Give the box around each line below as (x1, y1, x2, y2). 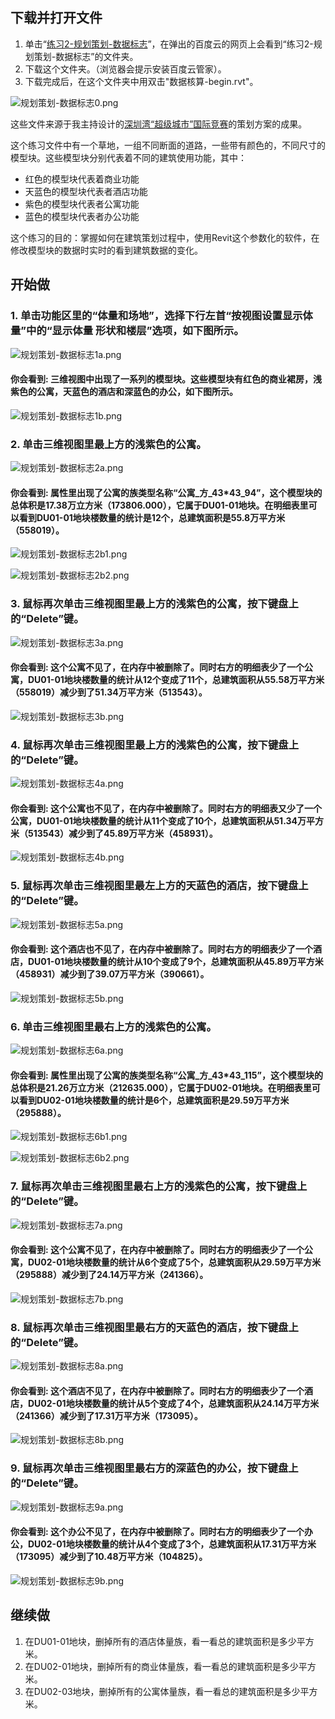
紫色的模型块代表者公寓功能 (24, 198, 140, 210)
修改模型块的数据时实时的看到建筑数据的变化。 (10, 244, 203, 256)
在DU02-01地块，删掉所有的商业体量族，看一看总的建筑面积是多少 (24, 1660, 299, 1672)
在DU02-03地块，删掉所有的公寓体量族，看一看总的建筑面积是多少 (24, 1685, 301, 1697)
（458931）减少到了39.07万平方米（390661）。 (10, 968, 210, 980)
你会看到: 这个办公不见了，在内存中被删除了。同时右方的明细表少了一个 (10, 1526, 305, 1538)
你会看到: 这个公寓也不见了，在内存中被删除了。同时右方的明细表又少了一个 (10, 802, 322, 814)
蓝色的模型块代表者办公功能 (24, 210, 140, 222)
